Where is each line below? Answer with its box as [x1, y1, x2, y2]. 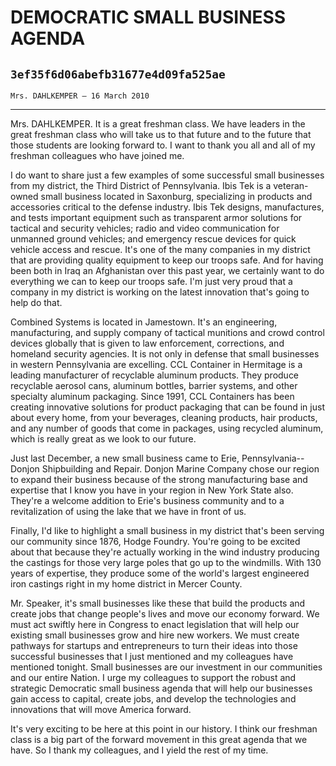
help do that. [10, 297, 63, 308]
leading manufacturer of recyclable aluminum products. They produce [10, 369, 300, 381]
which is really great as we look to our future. [10, 433, 197, 445]
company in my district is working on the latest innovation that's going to [10, 286, 310, 298]
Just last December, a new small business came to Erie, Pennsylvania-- [10, 452, 305, 464]
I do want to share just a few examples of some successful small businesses [10, 169, 325, 181]
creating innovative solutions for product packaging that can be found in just [10, 401, 325, 413]
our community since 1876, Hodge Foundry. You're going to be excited [10, 536, 301, 547]
